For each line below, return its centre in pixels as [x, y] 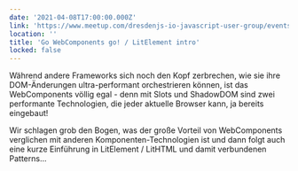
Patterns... [28, 159]
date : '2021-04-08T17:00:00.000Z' [73, 17]
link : [19, 26]
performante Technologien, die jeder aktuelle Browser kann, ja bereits [137, 104]
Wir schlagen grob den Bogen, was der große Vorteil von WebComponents [146, 130]
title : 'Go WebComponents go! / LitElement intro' [105, 42]
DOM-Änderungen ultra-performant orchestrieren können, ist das [129, 85]
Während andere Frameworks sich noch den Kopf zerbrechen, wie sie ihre [145, 75]
